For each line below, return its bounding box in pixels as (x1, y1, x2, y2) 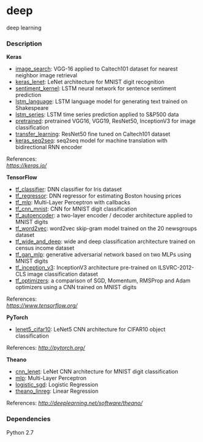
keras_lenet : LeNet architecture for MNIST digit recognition (15, 78, 164, 86)
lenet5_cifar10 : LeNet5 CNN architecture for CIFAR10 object (15, 326, 166, 333)
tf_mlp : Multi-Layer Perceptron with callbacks (15, 199, 131, 206)
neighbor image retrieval (15, 72, 78, 79)
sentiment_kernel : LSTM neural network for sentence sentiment (15, 85, 177, 92)
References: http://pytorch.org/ (6, 344, 85, 352)
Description (6, 39, 42, 48)
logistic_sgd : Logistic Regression (15, 381, 99, 389)
